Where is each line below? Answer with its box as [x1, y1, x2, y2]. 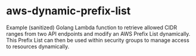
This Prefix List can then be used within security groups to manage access [6, 36, 189, 43]
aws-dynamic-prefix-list [6, 4, 131, 18]
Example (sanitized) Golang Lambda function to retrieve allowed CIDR [6, 24, 178, 31]
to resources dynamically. [6, 43, 70, 50]
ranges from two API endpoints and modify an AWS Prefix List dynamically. [6, 30, 191, 37]
